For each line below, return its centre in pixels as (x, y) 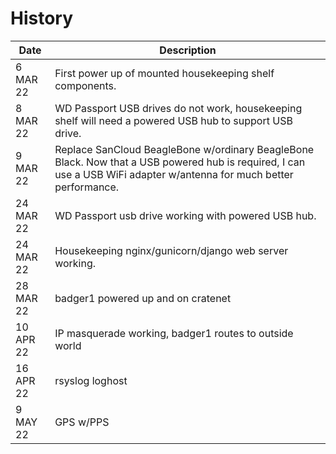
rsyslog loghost (91, 380)
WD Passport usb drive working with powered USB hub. (185, 215)
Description (188, 50)
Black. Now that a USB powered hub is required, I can (180, 162)
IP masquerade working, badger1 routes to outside (174, 333)
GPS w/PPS (82, 422)
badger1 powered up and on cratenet (143, 298)
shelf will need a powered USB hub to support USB (173, 120)
